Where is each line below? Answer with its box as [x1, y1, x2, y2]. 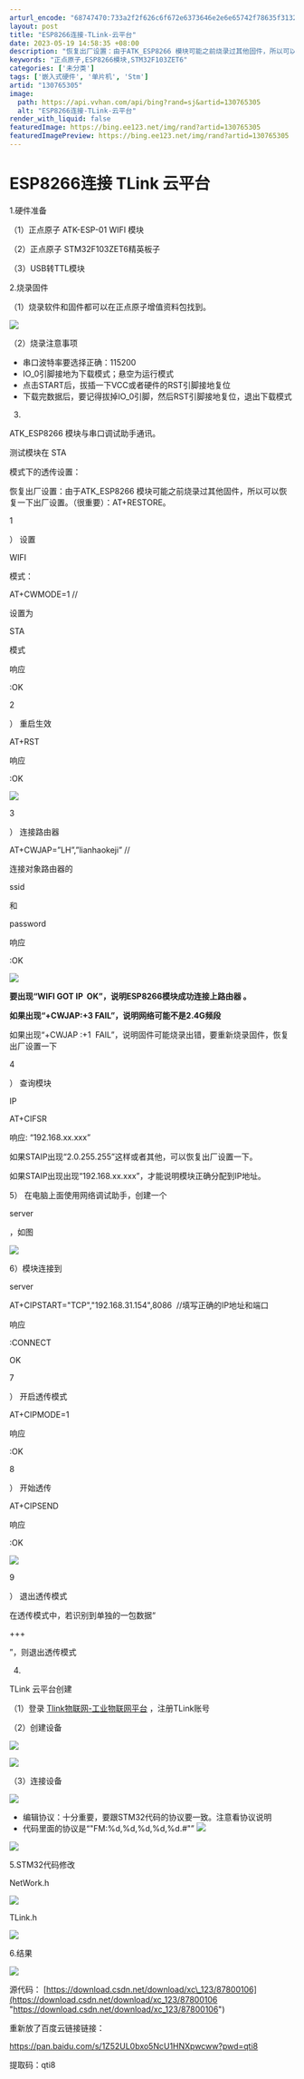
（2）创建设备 [9, 1722, 62, 1732]
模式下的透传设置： [9, 466, 81, 477]
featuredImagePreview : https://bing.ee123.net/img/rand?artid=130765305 [9, 132, 290, 141]
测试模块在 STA [9, 446, 67, 458]
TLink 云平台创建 [9, 1684, 72, 1694]
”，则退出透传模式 [9, 1646, 77, 1657]
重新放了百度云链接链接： [9, 2022, 105, 2033]
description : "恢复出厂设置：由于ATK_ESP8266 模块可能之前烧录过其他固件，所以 [9, 47, 283, 56]
